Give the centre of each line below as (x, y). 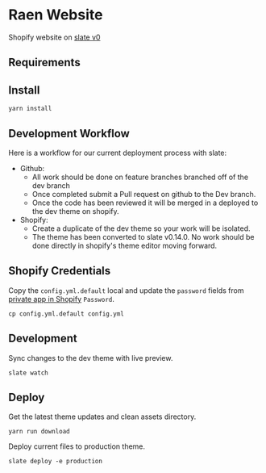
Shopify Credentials (60, 271)
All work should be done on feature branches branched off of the (140, 177)
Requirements (44, 63)
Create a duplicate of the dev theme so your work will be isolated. (141, 228)
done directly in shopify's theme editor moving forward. (125, 245)
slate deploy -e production (56, 462)
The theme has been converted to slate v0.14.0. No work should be (143, 236)
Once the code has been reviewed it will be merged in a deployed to (145, 203)
